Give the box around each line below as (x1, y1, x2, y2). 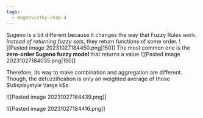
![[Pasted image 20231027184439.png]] (6, 93, 107, 100)
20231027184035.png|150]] (6, 57, 76, 64)
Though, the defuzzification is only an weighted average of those (6, 75, 170, 82)
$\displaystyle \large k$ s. (6, 81, 70, 88)
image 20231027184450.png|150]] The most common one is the (29, 44, 190, 51)
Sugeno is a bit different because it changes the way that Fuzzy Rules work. (6, 31, 197, 38)
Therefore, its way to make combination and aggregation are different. (6, 68, 183, 76)
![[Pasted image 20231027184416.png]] (6, 105, 105, 112)
